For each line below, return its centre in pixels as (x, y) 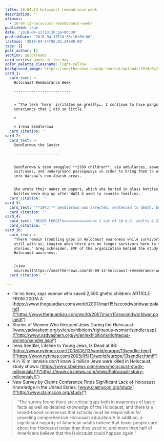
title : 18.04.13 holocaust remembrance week (51, 10)
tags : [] (14, 46)
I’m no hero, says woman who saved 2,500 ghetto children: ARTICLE (81, 293)
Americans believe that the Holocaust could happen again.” (77, 433)
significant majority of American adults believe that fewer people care (87, 422)
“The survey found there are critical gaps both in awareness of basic (86, 402)
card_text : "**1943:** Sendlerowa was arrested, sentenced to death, (82, 207)
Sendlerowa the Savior (37, 145)
